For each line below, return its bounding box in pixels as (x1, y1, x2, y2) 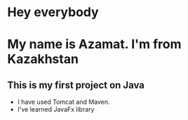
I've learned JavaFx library (17, 105, 95, 114)
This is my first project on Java (7, 79, 145, 91)
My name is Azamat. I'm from (7, 36, 182, 53)
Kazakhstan (7, 51, 79, 67)
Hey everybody (7, 4, 100, 20)
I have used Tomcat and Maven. (17, 98, 110, 106)
